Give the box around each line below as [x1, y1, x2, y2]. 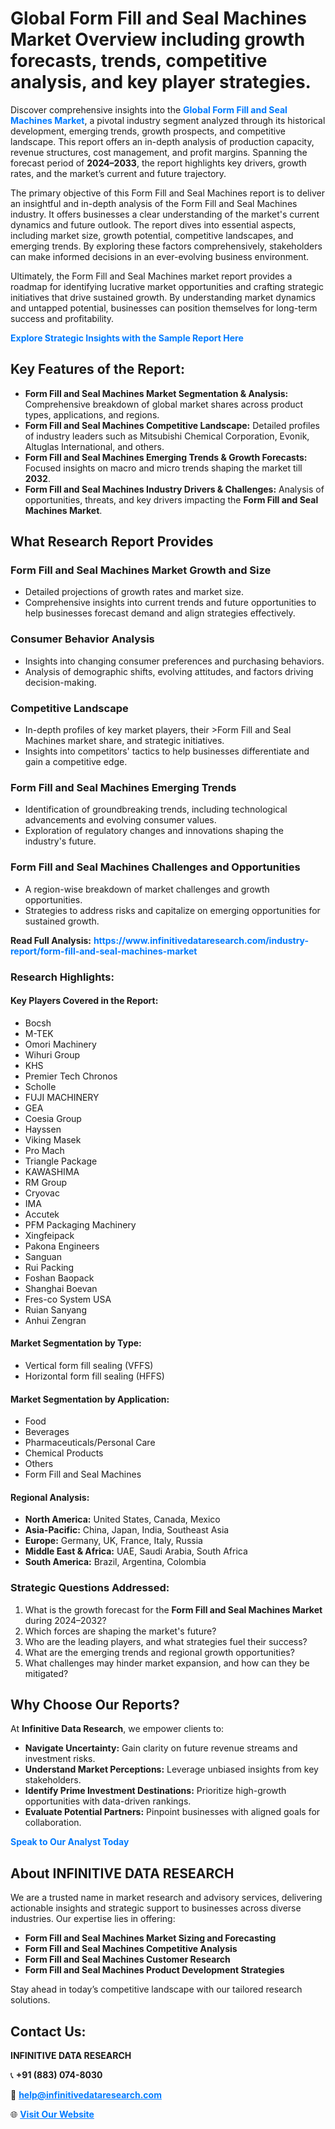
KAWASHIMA [24, 1165, 80, 1177]
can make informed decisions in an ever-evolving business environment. [10, 250, 310, 262]
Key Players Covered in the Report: [10, 995, 159, 1007]
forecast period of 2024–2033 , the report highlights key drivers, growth [10, 157, 307, 169]
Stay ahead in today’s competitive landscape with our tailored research [10, 1983, 303, 1996]
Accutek [24, 1208, 60, 1220]
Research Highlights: [10, 970, 115, 984]
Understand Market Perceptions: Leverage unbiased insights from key [24, 1763, 319, 1776]
